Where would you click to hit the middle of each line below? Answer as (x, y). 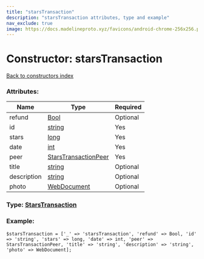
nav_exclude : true (29, 23)
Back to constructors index (40, 76)
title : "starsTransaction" (40, 12)
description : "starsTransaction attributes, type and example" (88, 18)
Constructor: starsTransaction (84, 59)
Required (128, 107)
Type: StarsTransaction (42, 205)
